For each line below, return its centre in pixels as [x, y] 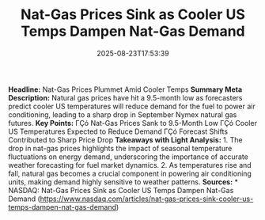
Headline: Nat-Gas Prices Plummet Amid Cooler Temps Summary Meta [125, 89]
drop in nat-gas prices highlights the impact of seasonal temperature [120, 148]
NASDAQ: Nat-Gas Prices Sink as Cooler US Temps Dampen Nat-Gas [121, 190]
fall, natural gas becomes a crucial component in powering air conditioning [130, 173]
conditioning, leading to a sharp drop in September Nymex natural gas [123, 114]
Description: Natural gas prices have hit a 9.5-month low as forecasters [125, 97]
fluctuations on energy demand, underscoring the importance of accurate [129, 157]
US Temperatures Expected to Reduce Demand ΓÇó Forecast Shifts [118, 131]
